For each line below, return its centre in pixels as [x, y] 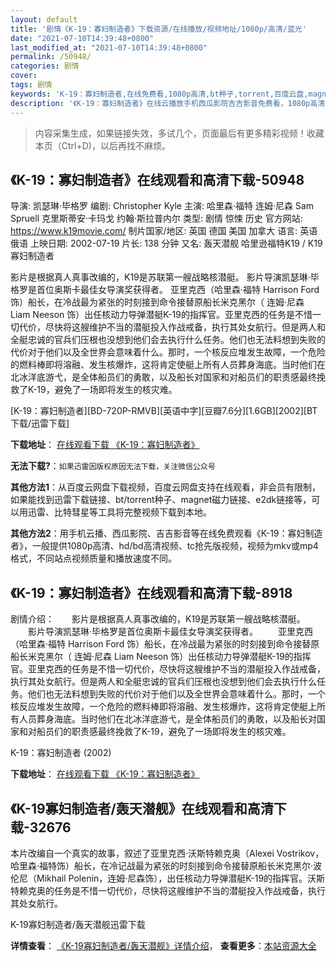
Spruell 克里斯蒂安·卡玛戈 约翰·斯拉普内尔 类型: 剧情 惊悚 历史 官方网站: [156, 218]
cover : [24, 76]
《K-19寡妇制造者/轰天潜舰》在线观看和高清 [142, 808]
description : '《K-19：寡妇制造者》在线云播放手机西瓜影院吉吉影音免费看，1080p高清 [168, 103]
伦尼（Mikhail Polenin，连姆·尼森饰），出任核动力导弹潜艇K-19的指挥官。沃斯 [168, 878]
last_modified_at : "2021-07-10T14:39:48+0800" [109, 47]
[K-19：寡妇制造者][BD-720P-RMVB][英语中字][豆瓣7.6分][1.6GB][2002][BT [164, 411]
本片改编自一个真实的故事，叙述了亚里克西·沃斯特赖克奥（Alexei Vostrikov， [167, 853]
